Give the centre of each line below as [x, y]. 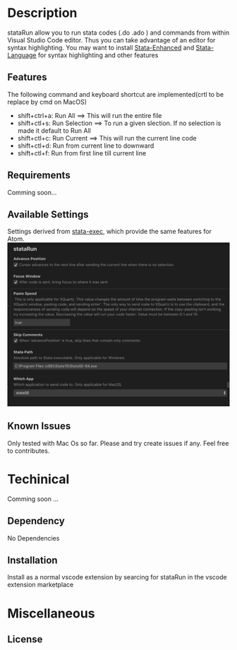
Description [42, 13]
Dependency [36, 521]
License [25, 639]
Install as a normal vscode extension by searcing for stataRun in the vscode [117, 577]
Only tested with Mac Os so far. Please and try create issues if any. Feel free [118, 443]
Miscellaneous [51, 613]
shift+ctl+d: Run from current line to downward [86, 146]
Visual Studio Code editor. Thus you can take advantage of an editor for [111, 40]
